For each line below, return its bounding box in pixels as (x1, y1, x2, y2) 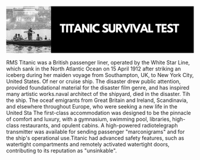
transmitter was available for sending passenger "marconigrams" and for (6, 128, 185, 136)
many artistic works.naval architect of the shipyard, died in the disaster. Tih (6, 91, 190, 98)
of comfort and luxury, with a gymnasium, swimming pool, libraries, (6, 116, 171, 123)
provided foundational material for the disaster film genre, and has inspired (6, 84, 189, 91)
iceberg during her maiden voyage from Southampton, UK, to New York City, (6, 72, 194, 79)
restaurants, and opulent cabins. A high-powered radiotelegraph (20, 122, 178, 129)
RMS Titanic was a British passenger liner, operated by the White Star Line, (6, 59, 190, 66)
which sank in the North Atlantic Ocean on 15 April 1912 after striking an (6, 65, 182, 72)
